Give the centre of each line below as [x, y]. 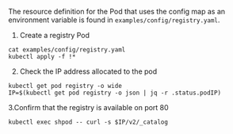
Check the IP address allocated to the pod [88, 71]
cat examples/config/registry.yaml [67, 50]
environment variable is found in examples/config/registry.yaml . [114, 20]
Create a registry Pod [54, 35]
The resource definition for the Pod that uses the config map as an [117, 11]
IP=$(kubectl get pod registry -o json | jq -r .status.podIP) [115, 93]
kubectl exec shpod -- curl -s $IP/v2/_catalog [88, 122]
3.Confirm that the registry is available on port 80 [88, 107]
